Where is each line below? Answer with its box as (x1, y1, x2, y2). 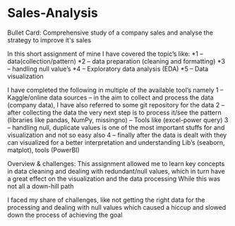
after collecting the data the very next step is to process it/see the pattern (7, 108, 222, 117)
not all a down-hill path (7, 182, 74, 190)
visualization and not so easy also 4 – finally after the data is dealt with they (7, 131, 227, 139)
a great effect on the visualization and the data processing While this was (7, 174, 221, 183)
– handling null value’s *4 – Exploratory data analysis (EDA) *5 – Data (7, 64, 209, 73)
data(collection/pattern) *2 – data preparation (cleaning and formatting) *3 (7, 56, 226, 65)
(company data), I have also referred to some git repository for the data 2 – (7, 100, 224, 109)
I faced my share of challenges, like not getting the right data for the (7, 196, 205, 204)
